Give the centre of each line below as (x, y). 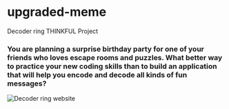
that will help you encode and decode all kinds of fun (97, 75)
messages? (27, 83)
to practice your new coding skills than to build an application (112, 66)
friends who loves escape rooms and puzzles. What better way (115, 57)
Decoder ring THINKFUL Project (53, 31)
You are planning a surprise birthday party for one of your (106, 49)
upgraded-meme (57, 12)
